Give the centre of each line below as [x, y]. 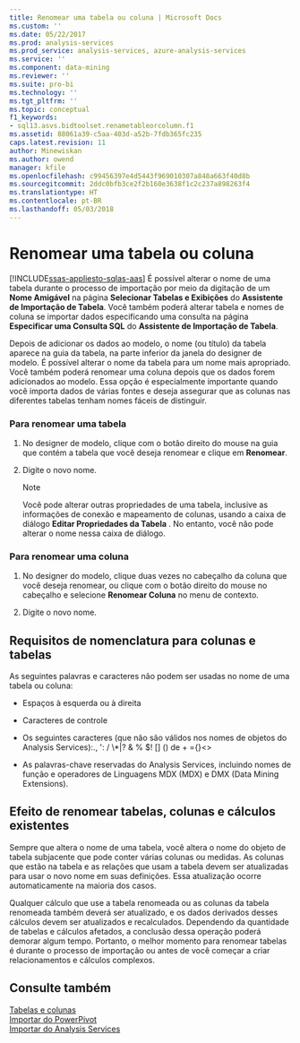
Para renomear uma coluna [69, 556]
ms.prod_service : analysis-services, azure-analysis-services [128, 51]
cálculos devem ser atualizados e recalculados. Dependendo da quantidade [149, 922]
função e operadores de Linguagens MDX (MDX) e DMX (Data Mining [150, 774]
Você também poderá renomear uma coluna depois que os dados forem [142, 372]
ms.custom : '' [36, 26]
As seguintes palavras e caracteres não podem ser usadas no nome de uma [150, 677]
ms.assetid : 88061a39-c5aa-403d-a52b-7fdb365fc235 [106, 134]
